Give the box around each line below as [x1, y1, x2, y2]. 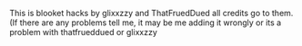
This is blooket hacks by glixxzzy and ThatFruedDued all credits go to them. [9, 8, 294, 18]
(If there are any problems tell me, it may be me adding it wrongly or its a [9, 17, 282, 28]
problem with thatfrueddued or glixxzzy [9, 27, 157, 37]
